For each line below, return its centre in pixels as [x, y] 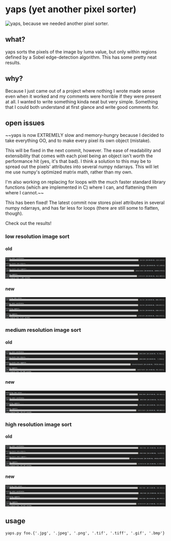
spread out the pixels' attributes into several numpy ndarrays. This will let [82, 167]
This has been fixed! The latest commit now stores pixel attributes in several [85, 203]
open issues [25, 123]
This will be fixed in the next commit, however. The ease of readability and [83, 151]
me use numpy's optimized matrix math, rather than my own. [69, 172]
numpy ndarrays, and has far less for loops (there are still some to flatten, [82, 208]
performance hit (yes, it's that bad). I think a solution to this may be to [78, 161]
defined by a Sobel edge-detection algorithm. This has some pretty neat [81, 57]
